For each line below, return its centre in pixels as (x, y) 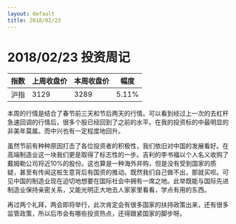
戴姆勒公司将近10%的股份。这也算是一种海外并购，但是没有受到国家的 (109, 164)
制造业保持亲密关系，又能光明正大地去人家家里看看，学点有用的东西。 (109, 190)
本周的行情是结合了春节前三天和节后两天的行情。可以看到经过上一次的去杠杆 (118, 114)
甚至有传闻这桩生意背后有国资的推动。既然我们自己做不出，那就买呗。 (121, 172)
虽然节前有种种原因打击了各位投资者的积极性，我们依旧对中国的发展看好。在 (118, 146)
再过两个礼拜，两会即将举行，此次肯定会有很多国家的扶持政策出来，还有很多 (118, 205)
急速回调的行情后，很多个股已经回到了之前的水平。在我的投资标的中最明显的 (118, 122)
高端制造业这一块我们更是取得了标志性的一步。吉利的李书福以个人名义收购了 (118, 154)
